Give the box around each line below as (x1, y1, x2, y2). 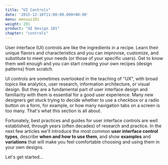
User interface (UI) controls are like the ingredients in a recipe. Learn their (5, 45, 159, 50)
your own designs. (5, 144, 44, 150)
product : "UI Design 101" (5, 26, 60, 31)
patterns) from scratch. (5, 66, 54, 72)
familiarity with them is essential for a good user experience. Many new (5, 92, 154, 98)
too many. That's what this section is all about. (5, 108, 102, 114)
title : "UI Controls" (5, 7, 51, 13)
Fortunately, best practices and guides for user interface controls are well (5, 118, 158, 123)
